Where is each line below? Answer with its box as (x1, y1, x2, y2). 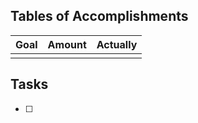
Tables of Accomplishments (10, 8, 189, 25)
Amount (47, 37, 87, 51)
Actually (96, 37, 138, 51)
